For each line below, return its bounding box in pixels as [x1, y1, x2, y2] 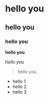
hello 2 [12, 83, 26, 89]
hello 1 [12, 78, 26, 84]
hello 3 [12, 88, 26, 95]
